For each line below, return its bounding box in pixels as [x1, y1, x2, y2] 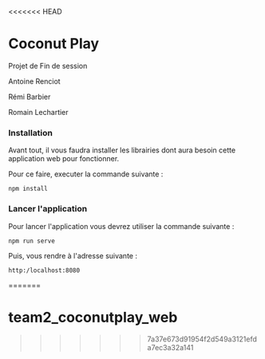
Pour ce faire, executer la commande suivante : [8, 169, 164, 179]
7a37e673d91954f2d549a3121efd [147, 334, 258, 344]
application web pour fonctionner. [8, 154, 120, 164]
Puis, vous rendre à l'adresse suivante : [8, 251, 138, 260]
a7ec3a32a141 [147, 343, 194, 353]
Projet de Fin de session [8, 61, 88, 70]
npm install [8, 185, 48, 193]
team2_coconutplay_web [8, 308, 178, 326]
